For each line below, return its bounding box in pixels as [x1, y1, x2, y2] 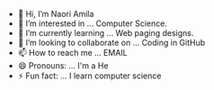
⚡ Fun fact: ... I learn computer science [17, 70, 162, 81]
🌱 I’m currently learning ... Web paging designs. [17, 28, 194, 38]
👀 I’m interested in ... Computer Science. [17, 18, 168, 29]
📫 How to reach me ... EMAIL [17, 48, 128, 58]
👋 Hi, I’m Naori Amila [17, 9, 94, 19]
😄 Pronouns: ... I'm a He [17, 60, 109, 71]
